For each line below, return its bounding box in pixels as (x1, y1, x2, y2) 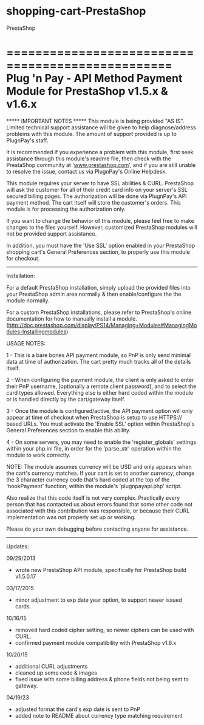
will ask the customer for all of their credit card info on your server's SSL (6, 186, 188, 193)
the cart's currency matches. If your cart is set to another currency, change (6, 469, 195, 477)
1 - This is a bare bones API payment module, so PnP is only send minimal (6, 351, 191, 359)
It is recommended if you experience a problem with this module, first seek (6, 148, 194, 155)
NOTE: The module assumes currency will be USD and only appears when (6, 463, 192, 470)
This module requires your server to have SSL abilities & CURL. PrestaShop (6, 179, 194, 186)
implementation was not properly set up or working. (6, 513, 136, 520)
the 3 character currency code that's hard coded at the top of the (6, 475, 170, 483)
